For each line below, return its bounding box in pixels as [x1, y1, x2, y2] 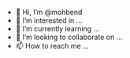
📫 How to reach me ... [15, 42, 89, 50]
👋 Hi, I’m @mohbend [15, 8, 83, 16]
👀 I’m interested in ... [15, 16, 83, 25]
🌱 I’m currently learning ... [15, 24, 100, 33]
